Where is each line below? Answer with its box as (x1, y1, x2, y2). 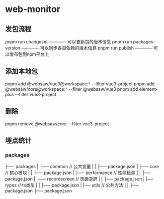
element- (139, 86, 158, 92)
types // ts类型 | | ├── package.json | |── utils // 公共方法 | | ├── (5, 182, 139, 188)
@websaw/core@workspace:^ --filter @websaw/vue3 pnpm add (5, 86, 138, 92)
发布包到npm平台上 (9, 51, 50, 57)
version (5, 45, 21, 51)
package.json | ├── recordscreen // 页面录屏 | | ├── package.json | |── (5, 176, 154, 182)
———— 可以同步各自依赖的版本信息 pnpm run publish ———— (21, 45, 153, 51)
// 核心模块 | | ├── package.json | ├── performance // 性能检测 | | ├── (5, 170, 152, 176)
